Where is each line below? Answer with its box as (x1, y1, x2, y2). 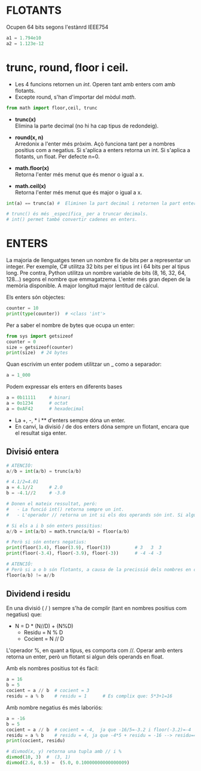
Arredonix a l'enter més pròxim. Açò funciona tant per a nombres (14, 140, 175, 147)
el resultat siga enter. (14, 429, 67, 436)
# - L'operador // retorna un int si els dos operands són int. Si (6, 512, 184, 518)
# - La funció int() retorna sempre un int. (6, 506, 124, 512)
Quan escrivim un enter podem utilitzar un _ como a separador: (6, 360, 162, 368)
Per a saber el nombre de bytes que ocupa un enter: (6, 321, 135, 329)
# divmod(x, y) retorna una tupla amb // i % (6, 749, 121, 755)
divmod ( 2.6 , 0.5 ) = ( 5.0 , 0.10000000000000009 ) (6, 760, 130, 766)
